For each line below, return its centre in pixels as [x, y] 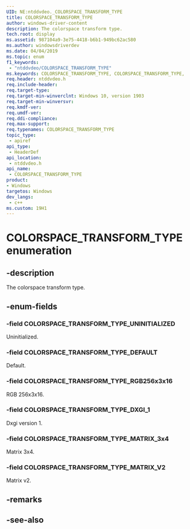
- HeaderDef [24, 152]
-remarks [24, 499]
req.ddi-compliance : [32, 118]
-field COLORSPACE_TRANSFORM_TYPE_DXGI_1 [78, 410]
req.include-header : [32, 85]
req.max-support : [28, 124]
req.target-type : [28, 90]
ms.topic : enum [25, 57]
